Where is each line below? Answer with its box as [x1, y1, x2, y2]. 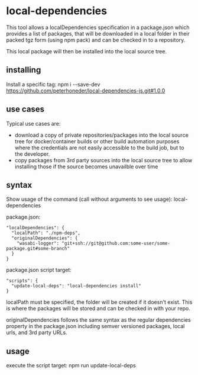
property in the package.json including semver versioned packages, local [6, 323, 185, 330]
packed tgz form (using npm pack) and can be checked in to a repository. [6, 36, 186, 43]
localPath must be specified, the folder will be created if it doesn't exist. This [6, 299, 193, 306]
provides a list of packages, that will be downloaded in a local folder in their [6, 30, 190, 37]
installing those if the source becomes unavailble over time [14, 163, 158, 170]
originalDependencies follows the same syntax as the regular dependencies [6, 316, 191, 323]
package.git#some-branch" [6, 246, 70, 252]
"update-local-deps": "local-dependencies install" [11, 283, 142, 289]
